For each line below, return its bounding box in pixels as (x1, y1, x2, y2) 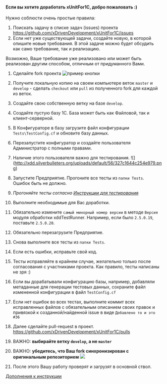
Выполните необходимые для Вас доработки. (12, 200, 110, 206)
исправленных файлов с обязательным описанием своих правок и (12, 304, 155, 310)
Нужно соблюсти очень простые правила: (5, 15, 96, 21)
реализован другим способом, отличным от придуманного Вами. (5, 61, 145, 67)
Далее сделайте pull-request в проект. (12, 324, 95, 330)
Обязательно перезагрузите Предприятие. (12, 230, 104, 236)
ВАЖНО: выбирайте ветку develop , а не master (12, 339, 112, 345)
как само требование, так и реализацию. (12, 46, 101, 52)
